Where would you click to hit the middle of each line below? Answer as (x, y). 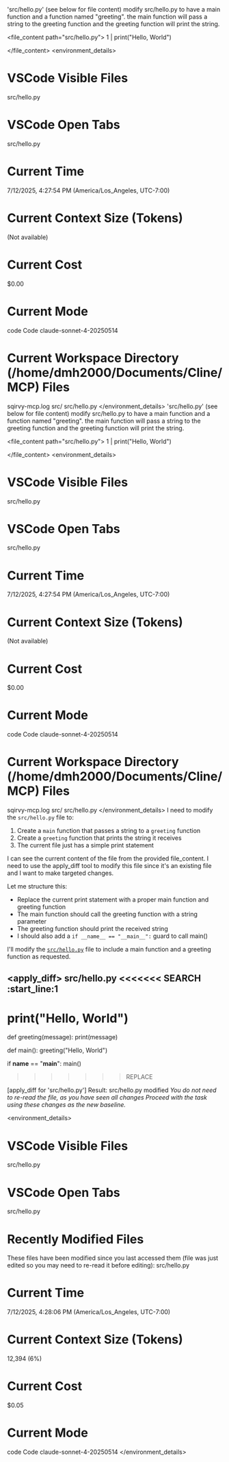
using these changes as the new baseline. (67, 1105)
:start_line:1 (33, 989)
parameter (31, 921)
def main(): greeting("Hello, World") (57, 1050)
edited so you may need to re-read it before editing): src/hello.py (98, 1265)
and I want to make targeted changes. (60, 873)
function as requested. (39, 956)
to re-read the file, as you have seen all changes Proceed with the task (107, 1098)
